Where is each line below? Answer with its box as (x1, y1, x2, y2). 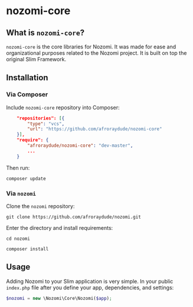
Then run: (6, 164, 30, 171)
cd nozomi (6, 236, 31, 242)
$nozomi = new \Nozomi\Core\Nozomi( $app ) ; (6, 295, 112, 301)
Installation (6, 72, 48, 83)
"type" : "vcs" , (27, 121, 65, 127)
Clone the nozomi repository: (6, 202, 75, 210)
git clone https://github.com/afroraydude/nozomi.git (6, 214, 142, 220)
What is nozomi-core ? (6, 28, 85, 38)
